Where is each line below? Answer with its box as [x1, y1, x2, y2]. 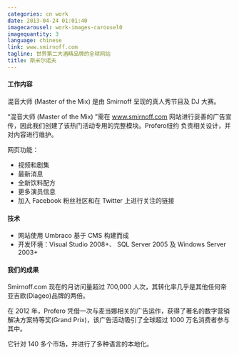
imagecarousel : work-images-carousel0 [7, 24, 123, 31]
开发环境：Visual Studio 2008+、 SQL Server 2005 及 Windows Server [17, 240, 227, 249]
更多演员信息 [17, 187, 56, 196]
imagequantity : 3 [7, 30, 59, 38]
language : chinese [7, 37, 62, 44]
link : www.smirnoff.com [7, 44, 78, 51]
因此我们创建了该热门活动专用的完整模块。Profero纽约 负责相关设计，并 [19, 121, 231, 129]
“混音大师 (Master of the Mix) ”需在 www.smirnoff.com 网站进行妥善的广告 [7, 112, 226, 121]
